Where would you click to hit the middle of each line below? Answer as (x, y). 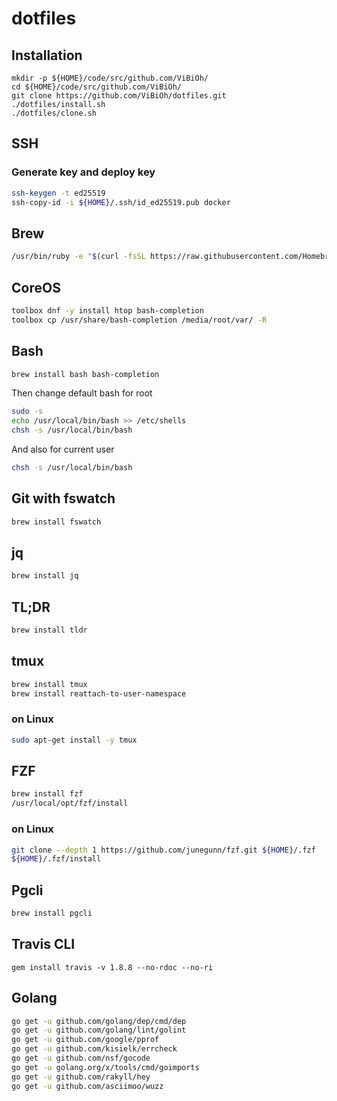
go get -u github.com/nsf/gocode (81, 1058)
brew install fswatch (56, 522)
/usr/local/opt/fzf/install (70, 803)
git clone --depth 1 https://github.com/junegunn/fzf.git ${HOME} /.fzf (163, 850)
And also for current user (63, 449)
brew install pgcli (52, 913)
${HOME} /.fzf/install (56, 859)
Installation (47, 55)
